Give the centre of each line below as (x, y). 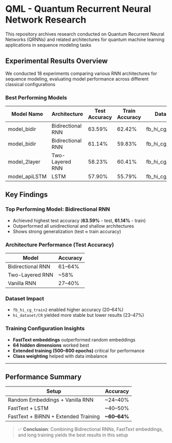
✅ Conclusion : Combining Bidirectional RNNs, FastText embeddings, (90, 429)
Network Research (46, 20)
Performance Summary (44, 377)
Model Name (27, 114)
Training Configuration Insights (45, 329)
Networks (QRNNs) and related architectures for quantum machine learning (85, 39)
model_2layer (24, 162)
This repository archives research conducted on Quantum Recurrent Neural (85, 34)
